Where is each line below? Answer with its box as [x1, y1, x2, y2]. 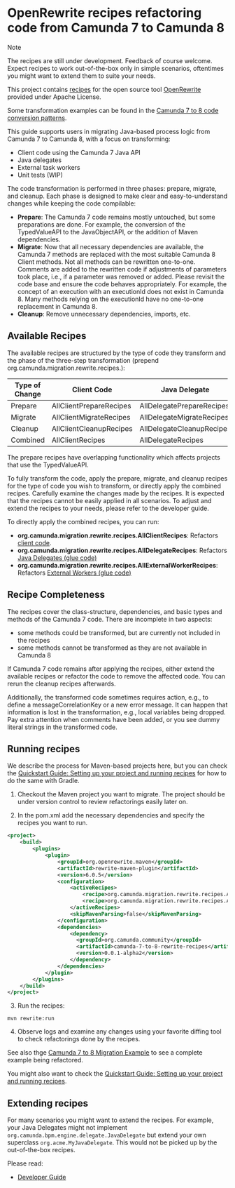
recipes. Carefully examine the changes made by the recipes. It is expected [7, 489, 225, 498]
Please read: [7, 1159, 43, 1168]
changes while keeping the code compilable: [7, 199, 136, 208]
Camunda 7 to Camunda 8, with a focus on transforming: [7, 135, 171, 143]
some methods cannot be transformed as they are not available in [17, 643, 208, 652]
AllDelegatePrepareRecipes [139, 401, 229, 411]
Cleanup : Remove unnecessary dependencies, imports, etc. [17, 309, 191, 318]
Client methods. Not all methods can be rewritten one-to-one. [17, 258, 196, 266]
